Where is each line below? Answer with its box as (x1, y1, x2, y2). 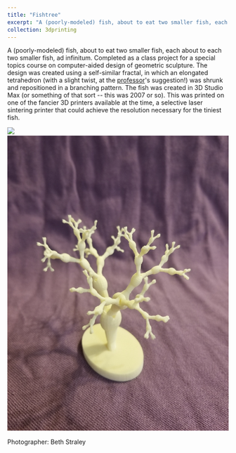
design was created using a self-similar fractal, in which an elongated (7, 69, 209, 77)
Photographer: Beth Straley (7, 438, 86, 446)
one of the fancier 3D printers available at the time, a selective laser (7, 98, 203, 107)
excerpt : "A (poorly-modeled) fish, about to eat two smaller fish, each (7, 18, 228, 26)
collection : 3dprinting (7, 26, 77, 33)
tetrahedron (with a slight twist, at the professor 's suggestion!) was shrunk (7, 76, 223, 84)
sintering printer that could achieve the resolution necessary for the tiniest (7, 106, 222, 114)
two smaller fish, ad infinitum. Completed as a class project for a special (7, 53, 216, 63)
